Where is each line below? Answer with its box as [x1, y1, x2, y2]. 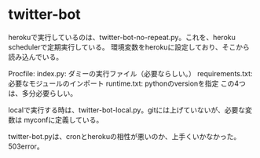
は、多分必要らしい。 [8, 88, 77, 97]
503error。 [8, 141, 45, 151]
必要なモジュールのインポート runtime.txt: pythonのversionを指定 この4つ [8, 79, 246, 88]
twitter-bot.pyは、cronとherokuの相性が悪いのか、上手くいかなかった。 [8, 131, 241, 141]
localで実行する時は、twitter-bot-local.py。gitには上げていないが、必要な [8, 105, 246, 115]
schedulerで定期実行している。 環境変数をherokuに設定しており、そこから [8, 42, 250, 52]
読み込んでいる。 [8, 52, 64, 61]
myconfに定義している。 [23, 115, 104, 124]
